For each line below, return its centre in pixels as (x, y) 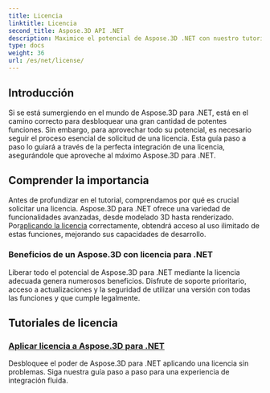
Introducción (41, 93)
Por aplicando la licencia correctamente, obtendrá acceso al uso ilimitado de (134, 225)
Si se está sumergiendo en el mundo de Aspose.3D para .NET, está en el (129, 113)
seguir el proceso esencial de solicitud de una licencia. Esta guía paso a (127, 138)
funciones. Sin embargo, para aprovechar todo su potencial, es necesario (130, 129)
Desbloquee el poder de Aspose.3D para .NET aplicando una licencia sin (129, 363)
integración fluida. (38, 381)
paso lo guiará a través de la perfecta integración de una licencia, (117, 146)
